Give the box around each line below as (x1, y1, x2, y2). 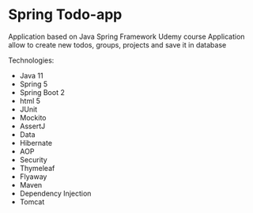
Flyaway (19, 172, 47, 181)
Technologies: (8, 55, 55, 65)
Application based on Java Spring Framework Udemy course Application (8, 32, 245, 41)
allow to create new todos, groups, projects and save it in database (8, 40, 227, 49)
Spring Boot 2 (19, 87, 65, 97)
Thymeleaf (19, 163, 55, 173)
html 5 (19, 96, 41, 105)
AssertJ (19, 121, 46, 131)
